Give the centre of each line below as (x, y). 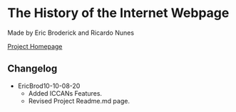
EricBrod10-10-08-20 (49, 86)
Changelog (32, 69)
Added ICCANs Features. (65, 93)
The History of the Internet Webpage (118, 13)
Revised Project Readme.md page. (79, 101)
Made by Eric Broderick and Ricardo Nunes (71, 33)
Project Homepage (35, 46)
